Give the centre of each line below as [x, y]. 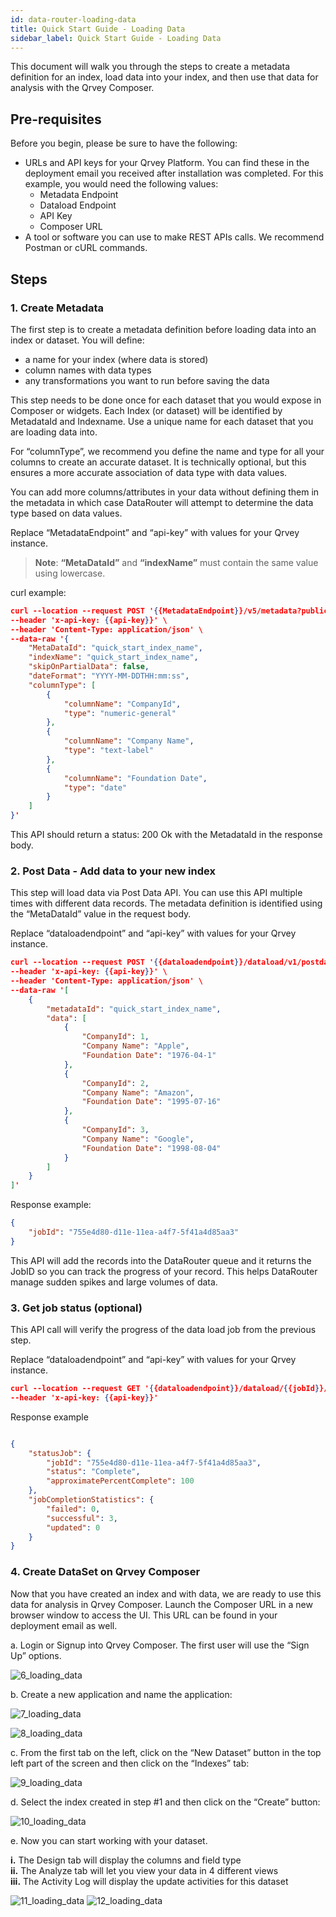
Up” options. [36, 1655]
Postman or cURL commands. [86, 248]
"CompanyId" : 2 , [115, 1083]
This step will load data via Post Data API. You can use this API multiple [156, 893]
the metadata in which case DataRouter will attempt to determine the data [162, 502]
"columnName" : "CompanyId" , [122, 704]
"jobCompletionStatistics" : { [91, 1500]
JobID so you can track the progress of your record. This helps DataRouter [164, 1271]
